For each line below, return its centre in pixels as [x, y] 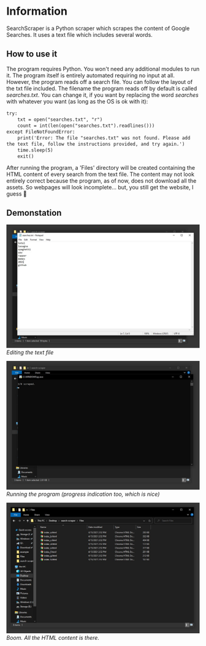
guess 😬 [17, 194]
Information [37, 11]
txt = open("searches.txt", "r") [60, 120]
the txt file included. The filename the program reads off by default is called [102, 88]
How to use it [32, 54]
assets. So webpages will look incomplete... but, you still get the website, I [100, 187]
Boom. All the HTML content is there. [53, 638]
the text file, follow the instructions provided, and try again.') [96, 144]
